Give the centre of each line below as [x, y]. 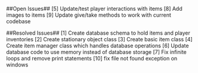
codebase [18, 21]
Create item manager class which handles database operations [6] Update [98, 45]
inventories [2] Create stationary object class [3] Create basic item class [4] [99, 39]
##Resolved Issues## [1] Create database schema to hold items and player [98, 33]
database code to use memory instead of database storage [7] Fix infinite [96, 52]
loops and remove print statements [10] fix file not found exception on [92, 58]
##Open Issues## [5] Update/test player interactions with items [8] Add [95, 9]
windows [17, 65]
